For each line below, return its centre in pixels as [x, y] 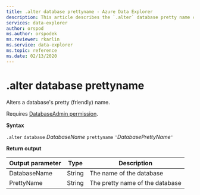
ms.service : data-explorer [40, 45]
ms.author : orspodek [32, 34]
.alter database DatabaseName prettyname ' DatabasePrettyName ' [90, 137]
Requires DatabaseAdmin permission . [52, 113]
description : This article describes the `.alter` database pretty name [98, 17]
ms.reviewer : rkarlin [33, 39]
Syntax [15, 125]
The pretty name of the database [135, 182]
